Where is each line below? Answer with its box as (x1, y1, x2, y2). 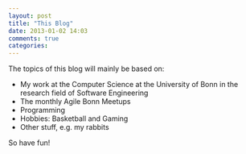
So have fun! (8, 138, 51, 148)
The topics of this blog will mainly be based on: (8, 64, 165, 73)
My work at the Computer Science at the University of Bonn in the (19, 80, 239, 89)
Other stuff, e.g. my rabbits (19, 123, 110, 132)
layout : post (8, 11, 52, 20)
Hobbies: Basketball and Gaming (19, 114, 129, 123)
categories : (8, 42, 48, 50)
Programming (19, 106, 66, 115)
